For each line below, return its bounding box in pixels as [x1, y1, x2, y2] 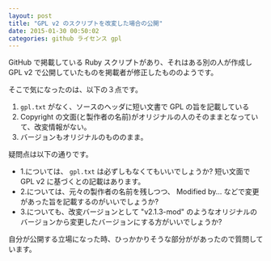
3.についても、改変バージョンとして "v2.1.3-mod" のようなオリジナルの [19, 207, 257, 217]
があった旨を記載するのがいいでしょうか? [19, 197, 159, 207]
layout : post [8, 11, 53, 20]
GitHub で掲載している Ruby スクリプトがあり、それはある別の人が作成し [8, 57, 252, 67]
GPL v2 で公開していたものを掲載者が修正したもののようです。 [8, 68, 218, 78]
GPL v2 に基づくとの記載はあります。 [19, 177, 146, 187]
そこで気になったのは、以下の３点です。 [8, 85, 143, 95]
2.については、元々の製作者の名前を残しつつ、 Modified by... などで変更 [19, 187, 260, 196]
